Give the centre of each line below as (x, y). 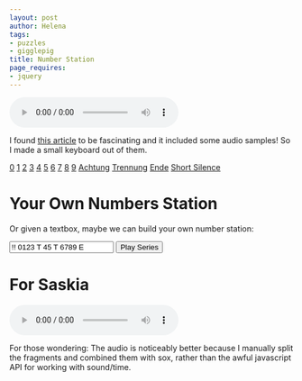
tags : (19, 34)
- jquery (26, 77)
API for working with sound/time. (70, 367)
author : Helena (38, 26)
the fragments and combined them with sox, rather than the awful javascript (150, 358)
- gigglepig (32, 51)
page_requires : (38, 68)
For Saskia (50, 284)
